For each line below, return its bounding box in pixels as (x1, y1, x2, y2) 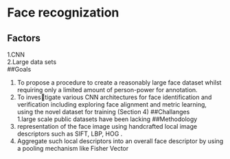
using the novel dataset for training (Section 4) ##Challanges (16, 108, 190, 116)
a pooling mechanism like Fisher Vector (16, 145, 129, 152)
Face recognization (7, 5, 119, 21)
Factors (7, 32, 41, 44)
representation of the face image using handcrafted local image (16, 123, 198, 130)
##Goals (7, 65, 32, 73)
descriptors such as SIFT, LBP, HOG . (16, 129, 123, 138)
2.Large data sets (7, 58, 57, 66)
